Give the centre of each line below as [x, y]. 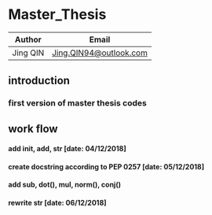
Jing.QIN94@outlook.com [100, 53]
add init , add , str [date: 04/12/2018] [68, 149]
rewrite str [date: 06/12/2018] [58, 203]
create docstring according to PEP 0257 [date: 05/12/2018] [106, 166]
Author [28, 39]
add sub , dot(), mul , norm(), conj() [65, 185]
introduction [39, 81]
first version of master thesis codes [77, 103]
